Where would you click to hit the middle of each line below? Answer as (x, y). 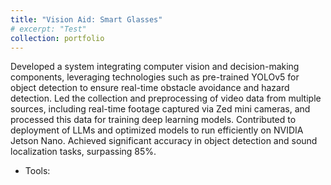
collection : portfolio (57, 38)
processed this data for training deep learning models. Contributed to (153, 120)
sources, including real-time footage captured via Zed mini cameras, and (160, 109)
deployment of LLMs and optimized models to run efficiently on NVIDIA (157, 130)
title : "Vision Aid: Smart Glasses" (86, 19)
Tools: (37, 171)
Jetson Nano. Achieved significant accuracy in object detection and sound (164, 141)
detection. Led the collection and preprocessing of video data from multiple (166, 98)
